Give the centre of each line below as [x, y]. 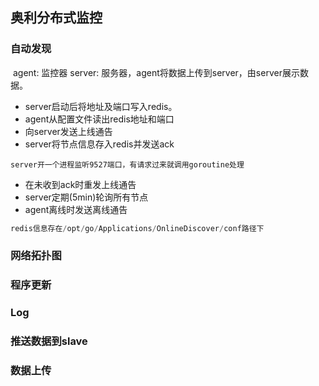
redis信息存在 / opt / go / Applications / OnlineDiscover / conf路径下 [137, 228]
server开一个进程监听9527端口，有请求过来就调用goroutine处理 [127, 164]
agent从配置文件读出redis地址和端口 [99, 119]
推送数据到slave [49, 341]
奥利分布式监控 [56, 18]
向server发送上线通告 [68, 131]
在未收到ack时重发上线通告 [80, 184]
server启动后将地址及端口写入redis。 [101, 106]
